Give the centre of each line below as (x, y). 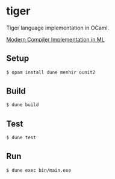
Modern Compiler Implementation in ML (56, 39)
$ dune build (23, 105)
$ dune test (21, 138)
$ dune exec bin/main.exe (39, 170)
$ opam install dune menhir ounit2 (51, 72)
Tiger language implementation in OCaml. (58, 28)
